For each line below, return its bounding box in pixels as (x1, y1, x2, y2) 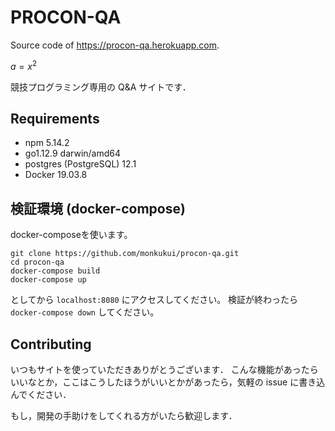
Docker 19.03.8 (24, 169, 88, 181)
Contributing (10, 336, 92, 353)
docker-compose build (10, 266, 101, 276)
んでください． (10, 389, 72, 401)
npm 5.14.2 (24, 137, 70, 149)
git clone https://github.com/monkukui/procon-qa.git (10, 249, 240, 259)
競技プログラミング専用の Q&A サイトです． (10, 81, 192, 93)
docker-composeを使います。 (10, 229, 133, 241)
